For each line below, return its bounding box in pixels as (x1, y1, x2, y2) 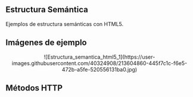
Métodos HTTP (5, 83, 63, 93)
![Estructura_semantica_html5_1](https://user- (43, 53, 155, 60)
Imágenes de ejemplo (5, 38, 87, 48)
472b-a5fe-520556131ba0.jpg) (61, 66, 138, 73)
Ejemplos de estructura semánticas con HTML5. (5, 20, 124, 27)
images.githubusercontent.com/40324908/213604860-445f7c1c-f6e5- (11, 59, 188, 67)
